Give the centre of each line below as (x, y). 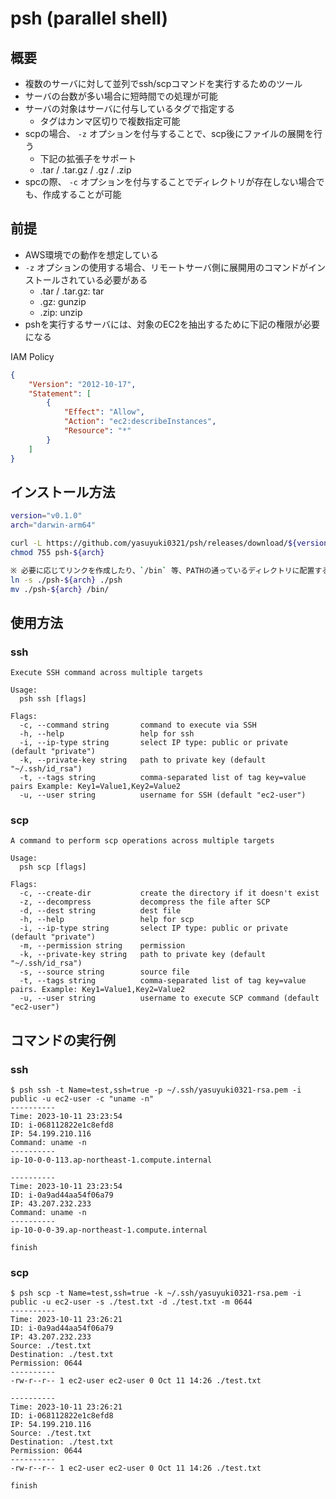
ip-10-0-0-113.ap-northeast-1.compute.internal (111, 1160)
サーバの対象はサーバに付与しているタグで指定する (130, 108)
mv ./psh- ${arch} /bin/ (60, 589)
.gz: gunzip (63, 301)
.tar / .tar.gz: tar (72, 291)
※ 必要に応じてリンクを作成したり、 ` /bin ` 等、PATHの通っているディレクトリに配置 (162, 570)
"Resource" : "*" (97, 431)
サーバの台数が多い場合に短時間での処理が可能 (121, 96)
